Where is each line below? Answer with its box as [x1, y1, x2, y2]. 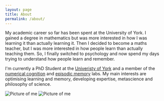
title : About [5, 12, 32, 17]
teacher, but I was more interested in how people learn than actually [5, 45, 143, 52]
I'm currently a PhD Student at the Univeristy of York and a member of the [5, 66, 155, 71]
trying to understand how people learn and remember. [5, 56, 115, 62]
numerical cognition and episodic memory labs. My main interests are [5, 71, 147, 77]
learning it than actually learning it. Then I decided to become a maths [5, 40, 147, 46]
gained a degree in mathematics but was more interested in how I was [5, 35, 147, 41]
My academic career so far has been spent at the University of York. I [5, 30, 146, 36]
